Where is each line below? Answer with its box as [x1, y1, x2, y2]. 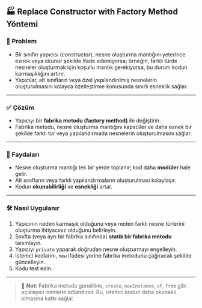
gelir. [14, 171, 28, 178]
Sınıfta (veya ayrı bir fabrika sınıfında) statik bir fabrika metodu [14, 232, 172, 240]
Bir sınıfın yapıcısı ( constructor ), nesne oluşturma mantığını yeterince [14, 50, 186, 58]
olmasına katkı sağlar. [20, 295, 75, 302]
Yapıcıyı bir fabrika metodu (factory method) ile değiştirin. [14, 116, 161, 124]
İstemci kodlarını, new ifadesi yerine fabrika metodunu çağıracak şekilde [14, 252, 192, 259]
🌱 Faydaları [6, 150, 40, 159]
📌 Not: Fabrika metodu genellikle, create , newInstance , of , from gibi [20, 282, 187, 289]
